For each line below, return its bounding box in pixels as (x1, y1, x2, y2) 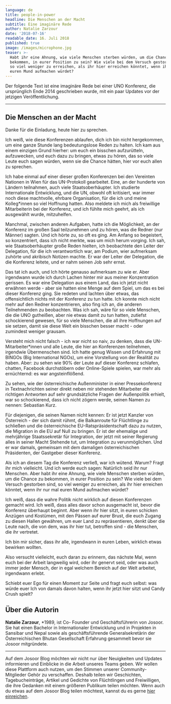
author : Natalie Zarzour (5, 26, 58, 32)
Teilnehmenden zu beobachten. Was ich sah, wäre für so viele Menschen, (5, 306, 160, 313)
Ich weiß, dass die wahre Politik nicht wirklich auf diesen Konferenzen (5, 496, 152, 503)
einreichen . (5, 693, 29, 699)
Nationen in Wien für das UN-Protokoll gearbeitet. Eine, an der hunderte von (5, 179, 165, 185)
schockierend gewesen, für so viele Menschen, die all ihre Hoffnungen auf (5, 317, 162, 324)
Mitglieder (5, 671, 27, 678)
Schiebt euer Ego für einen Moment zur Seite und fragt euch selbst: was (5, 580, 157, 586)
